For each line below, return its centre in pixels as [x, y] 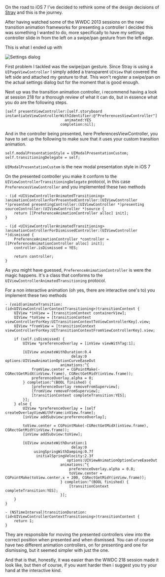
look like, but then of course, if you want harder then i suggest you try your [81, 565]
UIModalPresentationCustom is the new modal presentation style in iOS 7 [78, 167]
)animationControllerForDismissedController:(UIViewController [71, 231]
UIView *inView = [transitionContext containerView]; [70, 313]
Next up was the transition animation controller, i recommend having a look [81, 92]
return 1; [24, 521]
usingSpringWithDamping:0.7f [64, 452]
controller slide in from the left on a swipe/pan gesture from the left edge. [80, 38]
